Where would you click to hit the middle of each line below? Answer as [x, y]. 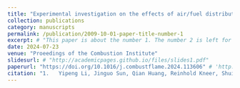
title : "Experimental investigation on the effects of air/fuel [105, 14]
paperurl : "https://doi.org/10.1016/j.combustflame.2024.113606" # [110, 67]
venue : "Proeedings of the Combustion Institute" [83, 54]
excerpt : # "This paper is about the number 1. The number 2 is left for [120, 40]
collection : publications [46, 21]
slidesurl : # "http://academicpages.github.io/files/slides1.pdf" [108, 60]
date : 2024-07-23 [33, 47]
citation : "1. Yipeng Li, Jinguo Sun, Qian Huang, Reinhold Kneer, [113, 73]
